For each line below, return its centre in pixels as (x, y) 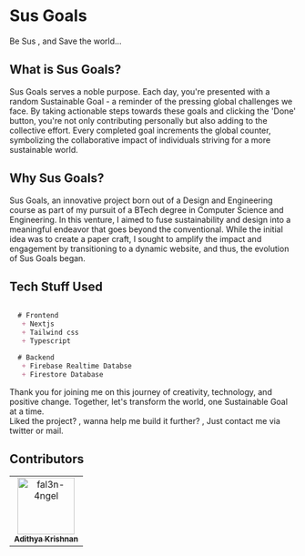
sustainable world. (44, 149)
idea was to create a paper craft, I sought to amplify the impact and (136, 238)
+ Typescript (46, 341)
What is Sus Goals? (65, 70)
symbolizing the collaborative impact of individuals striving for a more (140, 140)
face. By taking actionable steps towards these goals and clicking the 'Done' (153, 111)
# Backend (36, 357)
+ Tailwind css (50, 333)
